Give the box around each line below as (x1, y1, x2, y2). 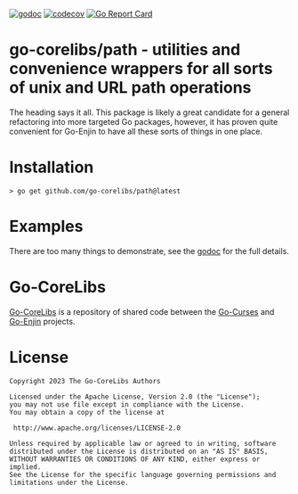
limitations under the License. (9, 478, 129, 487)
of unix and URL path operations (9, 78, 252, 98)
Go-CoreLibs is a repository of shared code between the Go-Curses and (9, 306, 275, 317)
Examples (9, 217, 84, 236)
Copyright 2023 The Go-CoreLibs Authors (9, 376, 162, 385)
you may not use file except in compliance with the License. (9, 399, 245, 409)
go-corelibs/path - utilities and (9, 40, 241, 60)
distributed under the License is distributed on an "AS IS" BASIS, (9, 447, 269, 456)
